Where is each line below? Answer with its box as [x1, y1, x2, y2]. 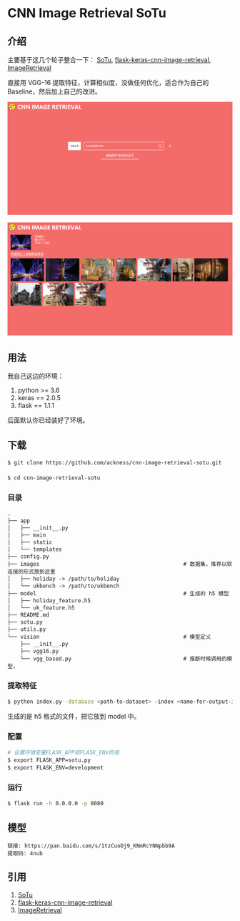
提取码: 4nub [7, 850, 43, 857]
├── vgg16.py [20, 647, 59, 654]
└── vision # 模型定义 [7, 633, 211, 640]
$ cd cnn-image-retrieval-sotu [7, 474, 101, 482]
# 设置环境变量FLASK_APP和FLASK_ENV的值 [7, 749, 120, 757]
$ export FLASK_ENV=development [7, 765, 104, 772]
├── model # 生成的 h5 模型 [7, 589, 230, 597]
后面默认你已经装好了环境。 [7, 416, 89, 424]
